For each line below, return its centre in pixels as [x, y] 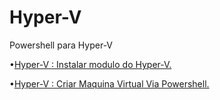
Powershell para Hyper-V [61, 45]
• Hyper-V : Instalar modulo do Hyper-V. [90, 64]
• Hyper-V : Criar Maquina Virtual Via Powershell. [109, 83]
